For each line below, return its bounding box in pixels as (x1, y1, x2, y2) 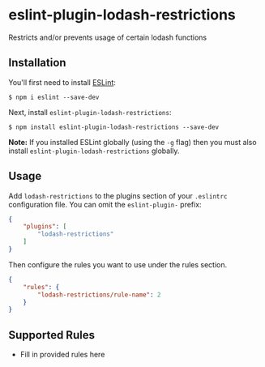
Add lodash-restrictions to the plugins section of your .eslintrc (8, 190, 228, 200)
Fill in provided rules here (19, 350, 105, 360)
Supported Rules (8, 328, 96, 342)
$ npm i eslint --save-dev (8, 93, 100, 101)
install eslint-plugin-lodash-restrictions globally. (8, 146, 180, 156)
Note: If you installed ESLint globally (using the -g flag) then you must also (8, 137, 257, 147)
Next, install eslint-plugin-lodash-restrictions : (8, 107, 172, 117)
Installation (8, 56, 66, 70)
